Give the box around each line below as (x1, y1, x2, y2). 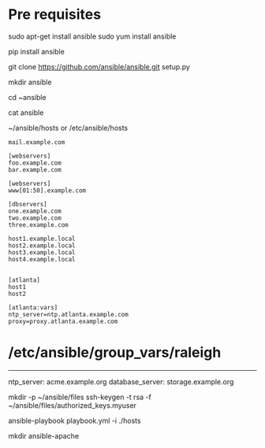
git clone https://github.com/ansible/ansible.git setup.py (8, 61, 191, 72)
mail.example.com (8, 138, 65, 146)
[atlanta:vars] (8, 303, 58, 312)
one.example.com (8, 207, 62, 215)
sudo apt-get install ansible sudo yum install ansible (8, 31, 177, 41)
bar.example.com (8, 165, 62, 174)
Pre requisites (8, 6, 101, 24)
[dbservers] (8, 200, 47, 208)
